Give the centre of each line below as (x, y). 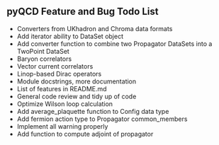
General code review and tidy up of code (77, 96)
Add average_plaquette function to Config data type (93, 111)
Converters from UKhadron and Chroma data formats (95, 28)
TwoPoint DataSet (43, 51)
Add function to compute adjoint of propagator (85, 134)
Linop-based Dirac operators (59, 74)
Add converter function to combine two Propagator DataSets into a (114, 43)
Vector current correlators (55, 66)
